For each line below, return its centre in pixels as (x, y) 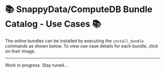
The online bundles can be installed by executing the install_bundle (74, 41)
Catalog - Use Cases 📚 (53, 24)
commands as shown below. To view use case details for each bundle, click (82, 46)
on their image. (20, 51)
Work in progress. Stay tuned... (36, 65)
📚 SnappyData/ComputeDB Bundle (79, 9)
